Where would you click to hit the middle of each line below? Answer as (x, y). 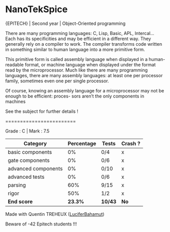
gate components (29, 160)
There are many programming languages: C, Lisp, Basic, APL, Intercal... (80, 33)
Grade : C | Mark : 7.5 (27, 131)
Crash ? (131, 143)
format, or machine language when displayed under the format (90, 64)
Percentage (82, 143)
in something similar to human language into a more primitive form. (75, 49)
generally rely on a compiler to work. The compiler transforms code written (84, 44)
